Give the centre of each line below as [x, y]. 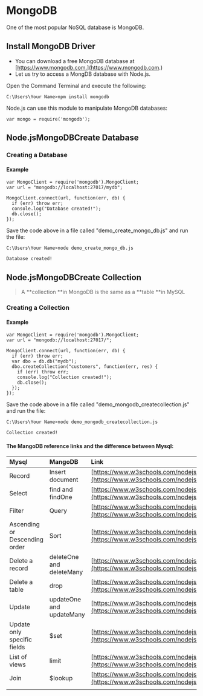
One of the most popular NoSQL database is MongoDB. [75, 27]
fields [17, 647]
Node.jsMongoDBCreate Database [72, 138]
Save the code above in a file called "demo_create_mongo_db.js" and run [97, 230]
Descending [27, 540]
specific [21, 640]
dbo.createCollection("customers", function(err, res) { [85, 367]
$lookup [61, 678]
